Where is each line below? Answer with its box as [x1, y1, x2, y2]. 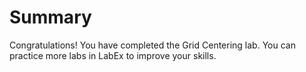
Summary [9, 6, 92, 29]
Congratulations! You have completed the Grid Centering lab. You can [9, 39, 296, 51]
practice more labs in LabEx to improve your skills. [9, 49, 217, 61]
